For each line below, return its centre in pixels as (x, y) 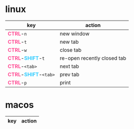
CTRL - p (17, 82)
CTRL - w (17, 50)
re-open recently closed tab (93, 58)
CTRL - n (17, 34)
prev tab (69, 74)
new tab (69, 42)
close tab (70, 50)
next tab (69, 66)
